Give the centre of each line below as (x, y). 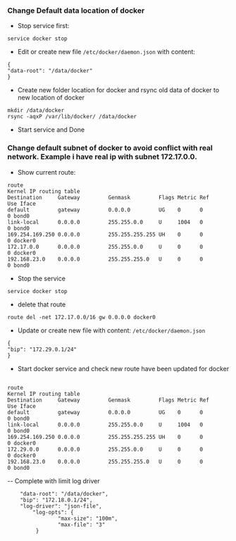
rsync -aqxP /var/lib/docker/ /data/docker (72, 117)
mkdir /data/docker (36, 111)
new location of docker (51, 98)
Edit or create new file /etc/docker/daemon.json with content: (106, 52)
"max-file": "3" (81, 524)
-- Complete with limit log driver (54, 480)
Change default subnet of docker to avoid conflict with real (110, 148)
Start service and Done (51, 130)
